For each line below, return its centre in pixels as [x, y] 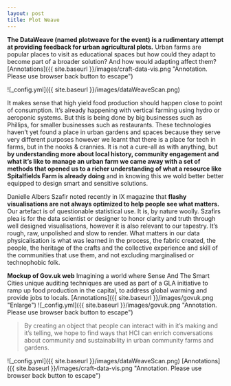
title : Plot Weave [33, 20]
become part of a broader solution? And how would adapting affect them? [112, 61]
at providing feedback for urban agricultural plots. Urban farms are [104, 47]
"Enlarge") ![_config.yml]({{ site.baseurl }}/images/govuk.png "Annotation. [112, 305]
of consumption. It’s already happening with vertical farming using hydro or [113, 110]
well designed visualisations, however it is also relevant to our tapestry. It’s [113, 226]
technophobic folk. [34, 262]
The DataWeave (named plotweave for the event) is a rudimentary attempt [115, 39]
